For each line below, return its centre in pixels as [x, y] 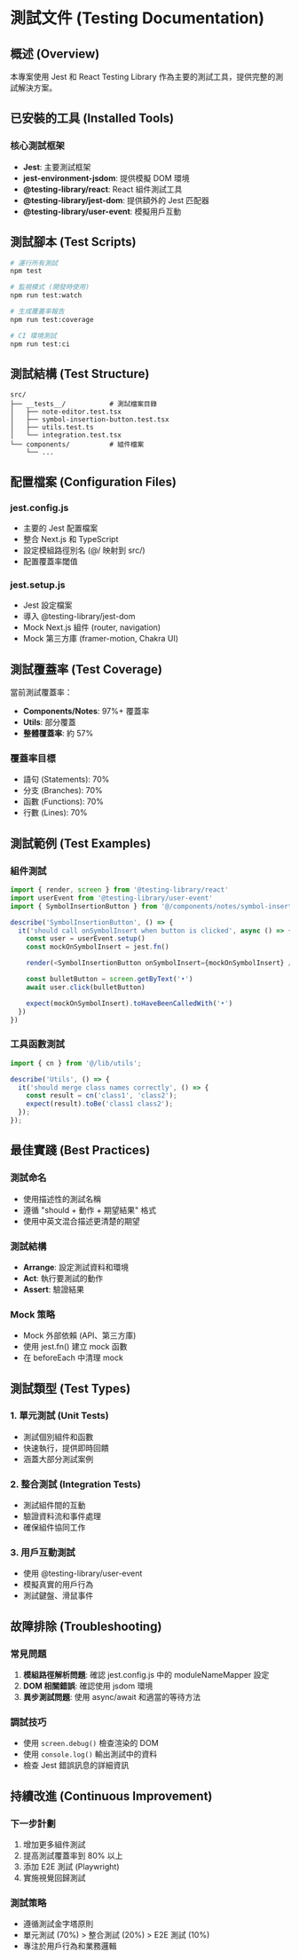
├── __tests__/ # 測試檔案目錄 [84, 405]
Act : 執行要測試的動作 [63, 1278]
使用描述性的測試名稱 [62, 1199]
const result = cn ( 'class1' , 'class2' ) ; [102, 1096]
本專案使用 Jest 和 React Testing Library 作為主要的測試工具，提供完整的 [143, 77]
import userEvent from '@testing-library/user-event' [112, 898]
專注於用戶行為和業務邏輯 [70, 1946]
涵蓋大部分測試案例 [58, 1459]
